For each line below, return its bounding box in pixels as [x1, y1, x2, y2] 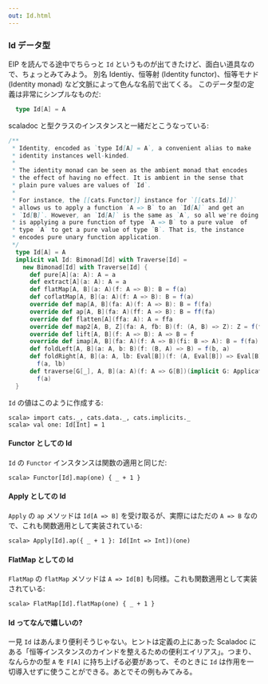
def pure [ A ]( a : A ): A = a [29, 270, 116, 278]
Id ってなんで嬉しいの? [8, 618, 83, 627]
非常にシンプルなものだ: [22, 89, 101, 98]
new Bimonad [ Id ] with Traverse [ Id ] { [22, 263, 148, 271]
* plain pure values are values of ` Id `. [11, 182, 152, 190]
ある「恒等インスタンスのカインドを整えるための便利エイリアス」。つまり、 [8, 647, 256, 657]
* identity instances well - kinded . [11, 151, 130, 160]
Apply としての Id [8, 491, 66, 501]
